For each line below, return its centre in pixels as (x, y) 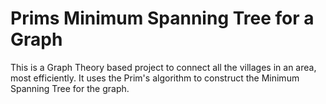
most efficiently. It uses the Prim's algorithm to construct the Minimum (155, 78)
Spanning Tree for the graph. (70, 88)
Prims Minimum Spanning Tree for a (162, 18)
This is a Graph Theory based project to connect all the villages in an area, (163, 67)
